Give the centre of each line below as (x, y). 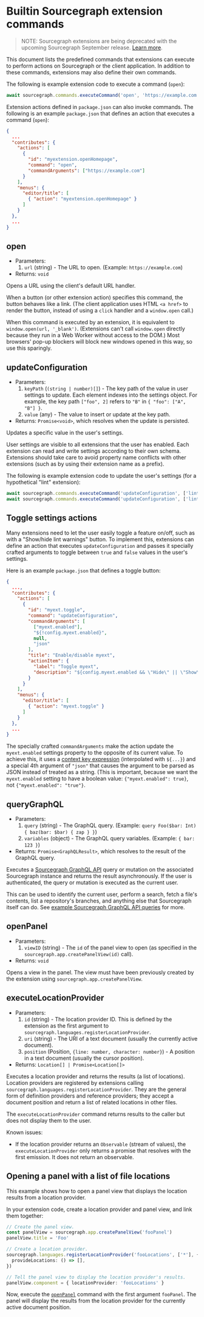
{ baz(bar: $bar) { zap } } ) (60, 832)
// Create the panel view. (40, 1227)
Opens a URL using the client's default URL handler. (71, 286)
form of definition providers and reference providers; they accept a (90, 1096)
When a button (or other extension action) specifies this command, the (95, 297)
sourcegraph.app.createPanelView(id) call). (79, 954)
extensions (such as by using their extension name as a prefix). (85, 464)
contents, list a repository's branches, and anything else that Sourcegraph (99, 901)
